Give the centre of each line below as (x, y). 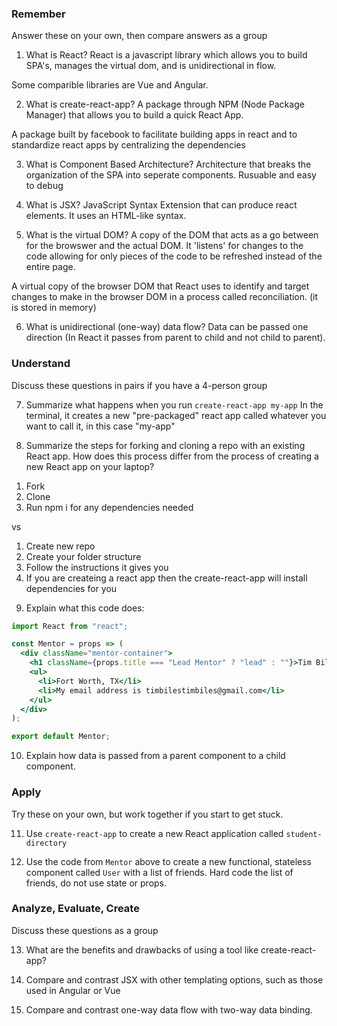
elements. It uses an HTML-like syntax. (106, 216)
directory (46, 843)
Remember (38, 14)
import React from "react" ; (70, 626)
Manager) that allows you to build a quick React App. (134, 115)
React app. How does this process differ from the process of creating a (172, 456)
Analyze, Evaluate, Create (75, 909)
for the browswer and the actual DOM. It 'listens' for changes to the (164, 246)
